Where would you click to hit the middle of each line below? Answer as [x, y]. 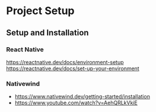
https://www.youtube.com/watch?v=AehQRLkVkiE [76, 103]
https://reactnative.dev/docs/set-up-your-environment [73, 68]
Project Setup [41, 11]
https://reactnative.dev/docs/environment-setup [65, 62]
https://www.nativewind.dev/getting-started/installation [82, 97]
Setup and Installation [47, 33]
